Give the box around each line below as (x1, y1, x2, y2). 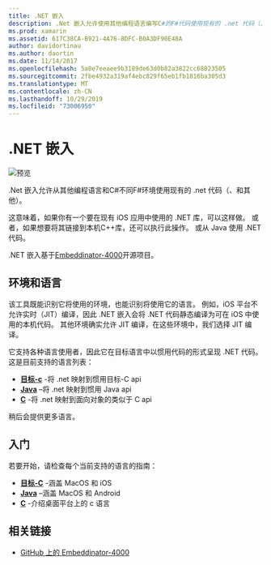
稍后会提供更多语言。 (8, 411, 79, 422)
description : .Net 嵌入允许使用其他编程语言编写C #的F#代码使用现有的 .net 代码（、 (8, 19, 267, 28)
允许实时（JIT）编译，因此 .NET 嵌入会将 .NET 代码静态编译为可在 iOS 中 (8, 309, 252, 319)
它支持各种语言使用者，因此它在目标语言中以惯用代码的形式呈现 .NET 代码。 (8, 346, 263, 357)
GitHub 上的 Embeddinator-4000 (19, 547, 129, 557)
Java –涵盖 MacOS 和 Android (19, 488, 121, 498)
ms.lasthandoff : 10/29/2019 (8, 95, 104, 103)
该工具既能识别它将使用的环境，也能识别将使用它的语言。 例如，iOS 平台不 (8, 299, 258, 309)
